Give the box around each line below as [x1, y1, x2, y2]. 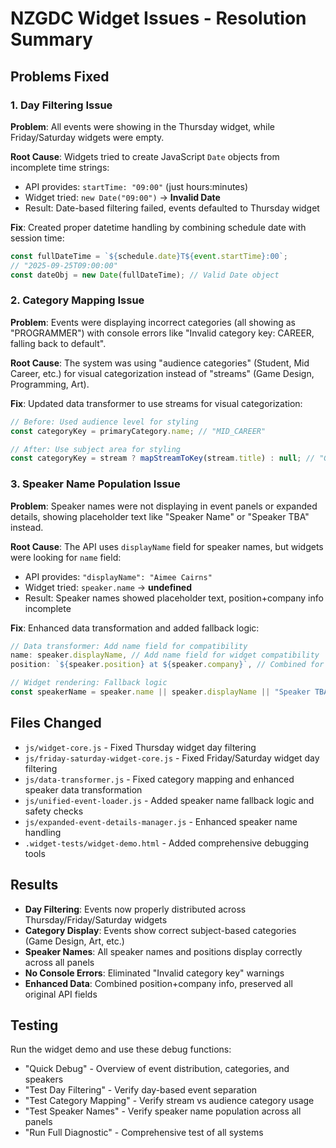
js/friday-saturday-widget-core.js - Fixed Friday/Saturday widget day [24, 752, 320, 764]
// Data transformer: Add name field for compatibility [10, 641, 248, 651]
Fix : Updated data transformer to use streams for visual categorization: [10, 397, 303, 409]
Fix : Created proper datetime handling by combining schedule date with [10, 221, 307, 233]
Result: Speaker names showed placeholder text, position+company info [24, 592, 324, 604]
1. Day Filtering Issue [10, 98, 113, 112]
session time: [10, 232, 65, 244]
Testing [10, 1017, 59, 1034]
